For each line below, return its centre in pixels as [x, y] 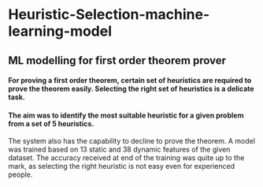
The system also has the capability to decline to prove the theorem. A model [132, 141]
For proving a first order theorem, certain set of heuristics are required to [130, 80]
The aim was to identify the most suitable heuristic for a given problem [126, 115]
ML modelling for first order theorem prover [117, 60]
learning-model [60, 31]
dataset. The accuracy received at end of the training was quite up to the [126, 158]
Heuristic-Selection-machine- [109, 15]
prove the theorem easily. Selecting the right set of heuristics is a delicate [131, 89]
